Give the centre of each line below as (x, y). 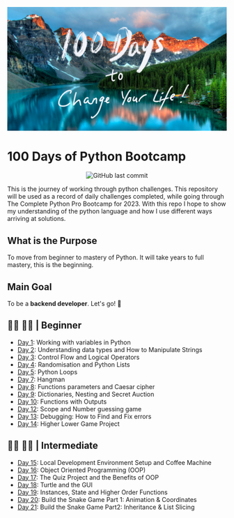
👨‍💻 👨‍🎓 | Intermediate (53, 446)
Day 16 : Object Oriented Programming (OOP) (81, 470)
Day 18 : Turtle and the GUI (55, 485)
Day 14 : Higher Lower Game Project (68, 424)
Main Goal (30, 287)
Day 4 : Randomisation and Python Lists (73, 364)
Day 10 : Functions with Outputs (62, 402)
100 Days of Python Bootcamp (97, 156)
